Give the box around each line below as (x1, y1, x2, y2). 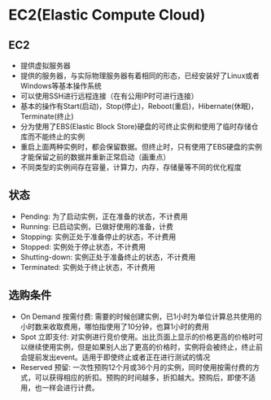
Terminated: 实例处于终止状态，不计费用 (20, 262, 156, 272)
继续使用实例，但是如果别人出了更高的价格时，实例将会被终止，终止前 (27, 341, 263, 351)
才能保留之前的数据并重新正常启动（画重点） (20, 152, 171, 162)
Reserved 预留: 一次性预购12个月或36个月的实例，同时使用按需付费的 (20, 362, 253, 372)
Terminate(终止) (20, 111, 74, 121)
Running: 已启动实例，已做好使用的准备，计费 (20, 221, 173, 231)
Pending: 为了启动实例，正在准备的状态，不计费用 (20, 211, 188, 221)
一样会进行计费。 (42, 382, 99, 392)
